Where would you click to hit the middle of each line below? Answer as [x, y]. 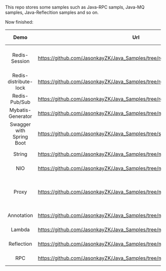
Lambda [20, 230]
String [20, 154]
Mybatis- [20, 110]
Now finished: [19, 22]
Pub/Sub [20, 102]
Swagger [20, 124]
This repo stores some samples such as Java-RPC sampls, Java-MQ [75, 7]
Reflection [20, 244]
